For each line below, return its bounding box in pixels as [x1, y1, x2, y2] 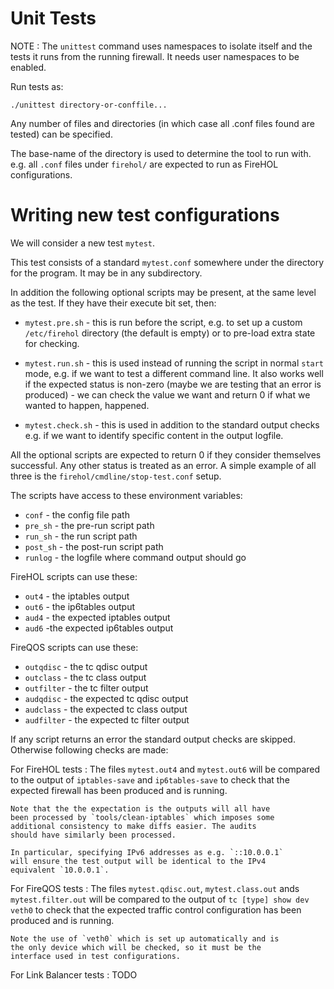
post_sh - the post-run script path [24, 540, 164, 552]
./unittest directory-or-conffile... [10, 100, 168, 110]
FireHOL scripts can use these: [10, 570, 138, 582]
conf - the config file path [24, 508, 130, 521]
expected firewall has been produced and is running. [10, 784, 228, 796]
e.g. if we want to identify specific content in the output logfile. [24, 429, 284, 441]
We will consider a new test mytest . [10, 237, 156, 249]
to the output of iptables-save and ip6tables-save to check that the [10, 773, 290, 786]
